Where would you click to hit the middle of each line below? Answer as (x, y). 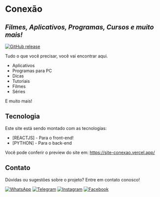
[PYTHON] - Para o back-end (42, 143)
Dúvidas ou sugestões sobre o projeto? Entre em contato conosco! (73, 179)
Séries (19, 91)
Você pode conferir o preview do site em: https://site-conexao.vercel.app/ (80, 152)
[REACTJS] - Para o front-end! (43, 138)
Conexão (24, 9)
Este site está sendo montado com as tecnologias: (56, 128)
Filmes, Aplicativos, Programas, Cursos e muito (80, 27)
